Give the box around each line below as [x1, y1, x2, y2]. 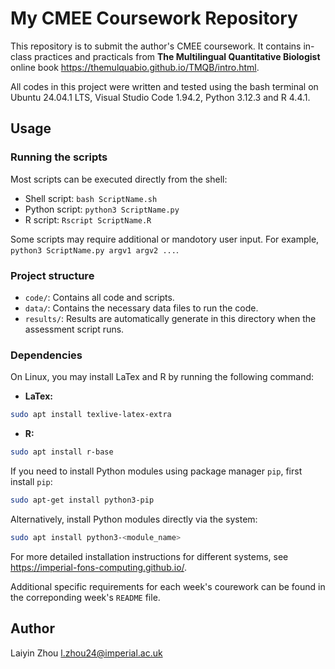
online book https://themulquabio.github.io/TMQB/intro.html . [10, 61, 260, 73]
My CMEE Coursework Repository [10, 7, 298, 30]
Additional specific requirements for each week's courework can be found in [10, 580, 326, 592]
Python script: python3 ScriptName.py [24, 203, 180, 215]
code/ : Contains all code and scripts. [24, 291, 175, 303]
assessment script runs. [24, 323, 125, 335]
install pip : [10, 475, 53, 487]
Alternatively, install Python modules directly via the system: [10, 513, 258, 525]
